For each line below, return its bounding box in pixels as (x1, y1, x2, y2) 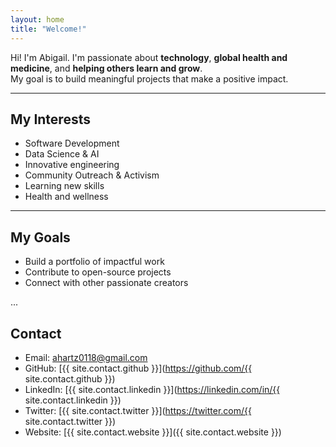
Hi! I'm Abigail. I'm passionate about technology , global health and (10, 51, 288, 63)
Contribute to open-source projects (24, 266, 172, 278)
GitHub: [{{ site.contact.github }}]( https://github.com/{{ (24, 362, 253, 374)
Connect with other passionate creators (24, 277, 189, 289)
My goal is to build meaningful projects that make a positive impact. (10, 72, 289, 85)
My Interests (10, 111, 91, 128)
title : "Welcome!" (10, 24, 87, 34)
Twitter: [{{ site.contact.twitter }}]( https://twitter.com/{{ (24, 404, 253, 416)
